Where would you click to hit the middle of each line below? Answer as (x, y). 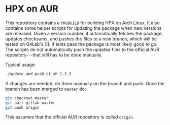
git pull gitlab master (30, 103)
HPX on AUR (32, 9)
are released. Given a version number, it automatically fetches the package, (84, 33)
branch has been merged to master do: (46, 89)
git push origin (22, 107)
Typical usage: (21, 65)
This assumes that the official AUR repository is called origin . (70, 117)
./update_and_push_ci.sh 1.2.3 (38, 74)
